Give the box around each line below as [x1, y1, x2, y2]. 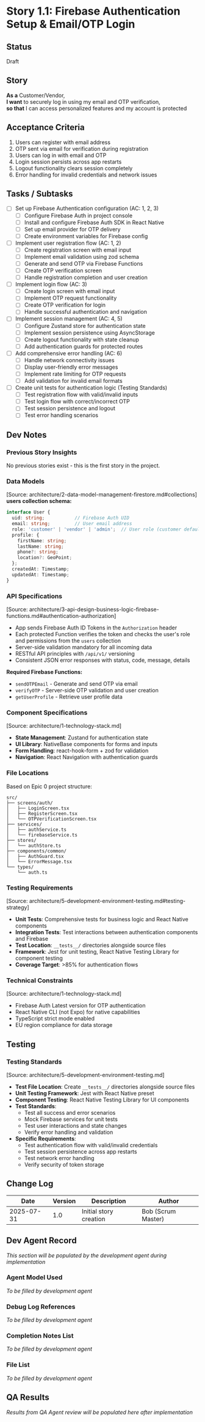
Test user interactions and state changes [24, 1122, 127, 1129]
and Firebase [15, 935, 49, 942]
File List [6, 1360, 30, 1369]
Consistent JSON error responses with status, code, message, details [15, 656, 190, 664]
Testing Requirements [6, 883, 73, 892]
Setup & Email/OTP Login [6, 17, 135, 31]
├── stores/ [6, 837, 37, 843]
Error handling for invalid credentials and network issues [15, 171, 157, 178]
